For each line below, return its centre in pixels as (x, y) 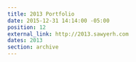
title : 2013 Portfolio (41, 14)
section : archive (33, 47)
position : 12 (27, 27)
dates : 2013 (25, 41)
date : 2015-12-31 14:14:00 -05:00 (59, 21)
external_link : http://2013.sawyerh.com (68, 34)
